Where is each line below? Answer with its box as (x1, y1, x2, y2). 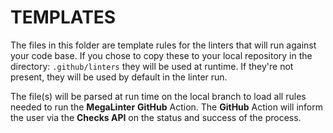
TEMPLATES (10, 6, 117, 29)
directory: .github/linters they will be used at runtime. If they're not (10, 60, 294, 72)
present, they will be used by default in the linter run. (10, 71, 228, 83)
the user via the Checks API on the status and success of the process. (10, 111, 302, 123)
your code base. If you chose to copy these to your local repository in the (10, 49, 313, 61)
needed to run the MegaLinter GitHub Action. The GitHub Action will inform (10, 101, 323, 113)
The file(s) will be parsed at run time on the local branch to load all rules (10, 90, 307, 102)
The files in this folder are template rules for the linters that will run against (10, 39, 317, 51)
